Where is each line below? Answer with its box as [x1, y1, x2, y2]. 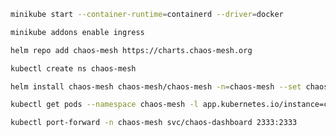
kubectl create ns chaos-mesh [10, 63, 137, 74]
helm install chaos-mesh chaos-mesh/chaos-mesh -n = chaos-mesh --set [10, 81, 302, 92]
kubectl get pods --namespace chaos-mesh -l [10, 100, 199, 110]
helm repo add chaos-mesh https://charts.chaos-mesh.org [10, 45, 253, 55]
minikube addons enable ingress [10, 27, 145, 37]
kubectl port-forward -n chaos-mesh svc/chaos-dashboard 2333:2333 [10, 118, 298, 128]
